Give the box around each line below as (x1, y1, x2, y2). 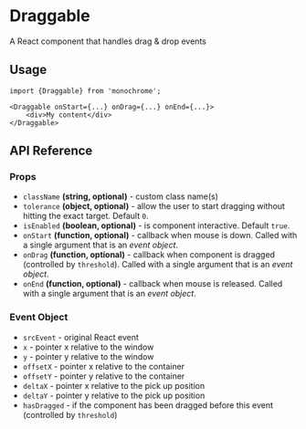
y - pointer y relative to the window (22, 351, 154, 361)
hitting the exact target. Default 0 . (22, 211, 149, 222)
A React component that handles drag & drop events (9, 36, 207, 47)
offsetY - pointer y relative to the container (22, 371, 185, 382)
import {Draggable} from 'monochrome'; (9, 86, 162, 96)
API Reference (9, 143, 93, 159)
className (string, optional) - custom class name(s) (22, 191, 219, 202)
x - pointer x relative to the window (22, 341, 154, 352)
